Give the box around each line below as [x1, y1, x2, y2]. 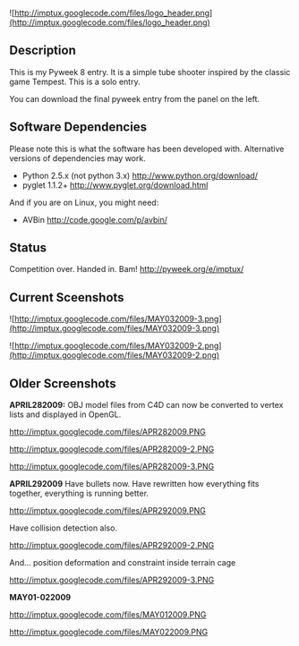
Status [9, 241, 47, 256]
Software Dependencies [9, 120, 148, 135]
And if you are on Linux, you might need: [9, 197, 159, 208]
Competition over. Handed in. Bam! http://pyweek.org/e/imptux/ [9, 264, 244, 275]
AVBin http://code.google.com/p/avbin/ [21, 214, 167, 225]
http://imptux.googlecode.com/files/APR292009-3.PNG [9, 574, 215, 585]
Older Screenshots [9, 376, 116, 391]
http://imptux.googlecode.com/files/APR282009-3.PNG [9, 461, 215, 472]
